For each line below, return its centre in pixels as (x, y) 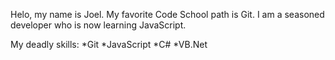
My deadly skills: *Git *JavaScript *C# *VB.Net (109, 44)
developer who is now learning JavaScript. (98, 25)
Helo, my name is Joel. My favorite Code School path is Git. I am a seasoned (167, 14)
